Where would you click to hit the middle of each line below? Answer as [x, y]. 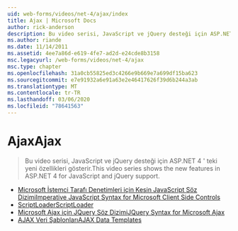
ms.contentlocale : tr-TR [44, 93]
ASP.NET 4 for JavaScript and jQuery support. [92, 176]
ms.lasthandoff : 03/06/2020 [49, 100]
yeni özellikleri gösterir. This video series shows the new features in [123, 168]
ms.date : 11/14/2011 [38, 47]
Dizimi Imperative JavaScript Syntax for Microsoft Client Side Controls [119, 197]
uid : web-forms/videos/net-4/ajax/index [68, 14]
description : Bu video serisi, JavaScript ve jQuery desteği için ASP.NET [120, 34]
